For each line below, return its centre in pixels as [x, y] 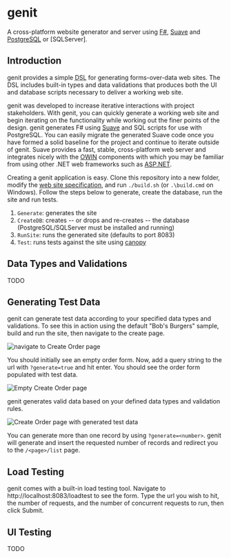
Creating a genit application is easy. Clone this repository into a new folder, [114, 177]
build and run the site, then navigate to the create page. [86, 333]
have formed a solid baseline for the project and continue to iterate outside [113, 142]
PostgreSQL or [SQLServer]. [47, 39]
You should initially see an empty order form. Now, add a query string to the [114, 360]
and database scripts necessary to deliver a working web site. [96, 92]
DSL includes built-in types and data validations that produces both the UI [112, 85]
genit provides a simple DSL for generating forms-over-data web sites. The [114, 77]
